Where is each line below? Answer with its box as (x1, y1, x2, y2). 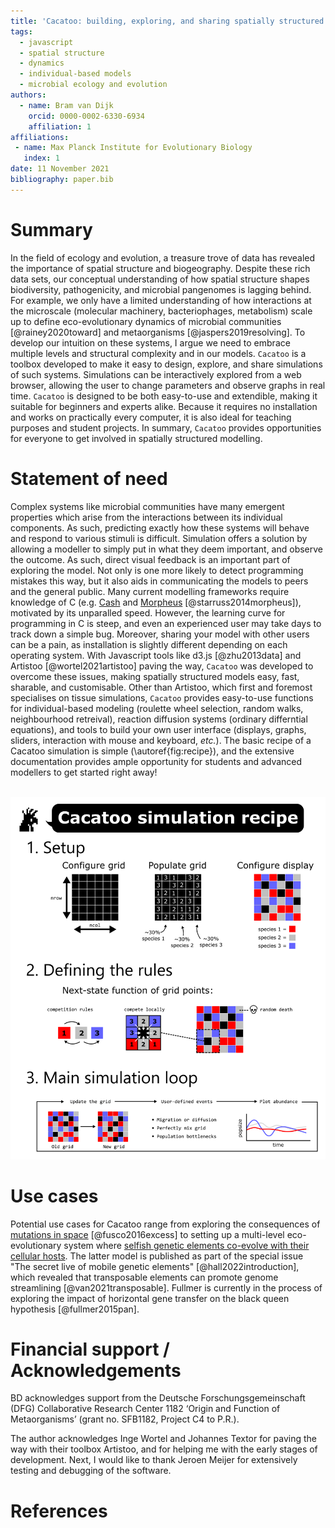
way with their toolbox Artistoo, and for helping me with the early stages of (10, 1443, 318, 1455)
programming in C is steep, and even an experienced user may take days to (10, 617, 322, 629)
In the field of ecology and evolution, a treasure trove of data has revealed (10, 251, 316, 264)
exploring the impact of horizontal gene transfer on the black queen (10, 1292, 290, 1304)
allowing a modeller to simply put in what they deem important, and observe (10, 543, 324, 555)
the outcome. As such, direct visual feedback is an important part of (10, 553, 291, 565)
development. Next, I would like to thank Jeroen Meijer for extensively (10, 1454, 298, 1466)
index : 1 (23, 153, 60, 164)
